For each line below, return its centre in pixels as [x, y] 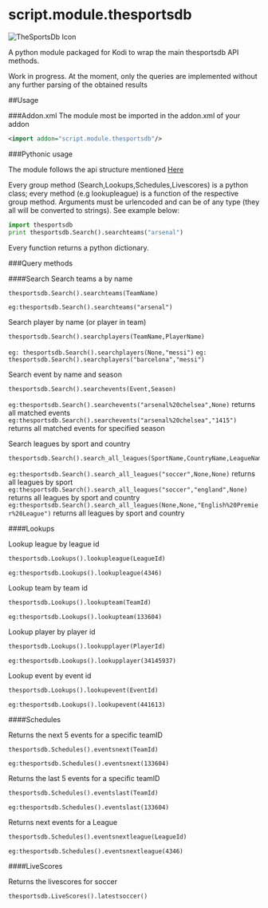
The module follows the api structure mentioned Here [96, 169]
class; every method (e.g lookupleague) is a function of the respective [124, 193]
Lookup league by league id [54, 544]
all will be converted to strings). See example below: [94, 210]
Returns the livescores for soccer [63, 882]
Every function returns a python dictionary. [79, 247]
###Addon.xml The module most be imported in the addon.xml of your [124, 115]
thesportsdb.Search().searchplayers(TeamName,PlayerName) [106, 337]
